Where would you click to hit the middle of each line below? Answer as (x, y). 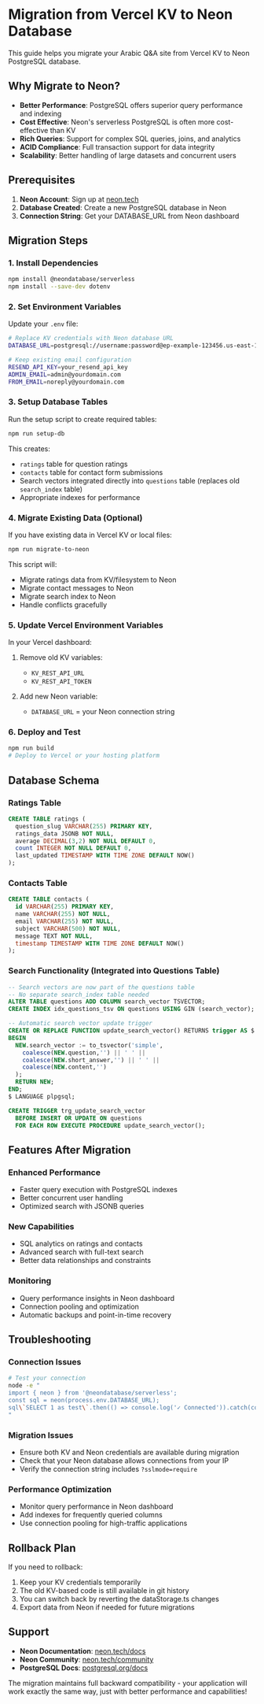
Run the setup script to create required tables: (82, 419)
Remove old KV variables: (61, 658)
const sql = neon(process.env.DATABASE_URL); (84, 1400)
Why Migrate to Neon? (64, 86)
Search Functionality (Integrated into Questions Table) (114, 971)
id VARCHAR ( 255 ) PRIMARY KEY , (64, 907)
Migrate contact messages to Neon (77, 587)
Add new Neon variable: (59, 696)
